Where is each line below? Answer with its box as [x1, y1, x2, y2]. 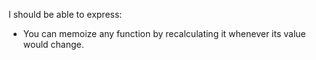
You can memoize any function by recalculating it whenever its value [22, 28, 306, 39]
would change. [22, 39, 85, 50]
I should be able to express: [8, 9, 123, 20]
